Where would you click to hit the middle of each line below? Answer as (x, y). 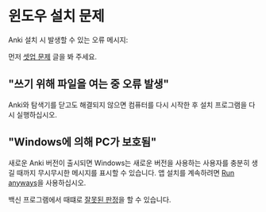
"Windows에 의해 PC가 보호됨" (83, 143)
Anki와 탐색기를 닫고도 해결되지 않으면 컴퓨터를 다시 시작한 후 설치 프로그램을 (128, 105)
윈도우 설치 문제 (56, 16)
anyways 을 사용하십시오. (47, 183)
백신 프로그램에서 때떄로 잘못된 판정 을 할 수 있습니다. (90, 199)
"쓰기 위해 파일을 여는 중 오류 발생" (89, 84)
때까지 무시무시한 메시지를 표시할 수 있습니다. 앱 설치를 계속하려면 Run (125, 172)
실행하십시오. (37, 114)
